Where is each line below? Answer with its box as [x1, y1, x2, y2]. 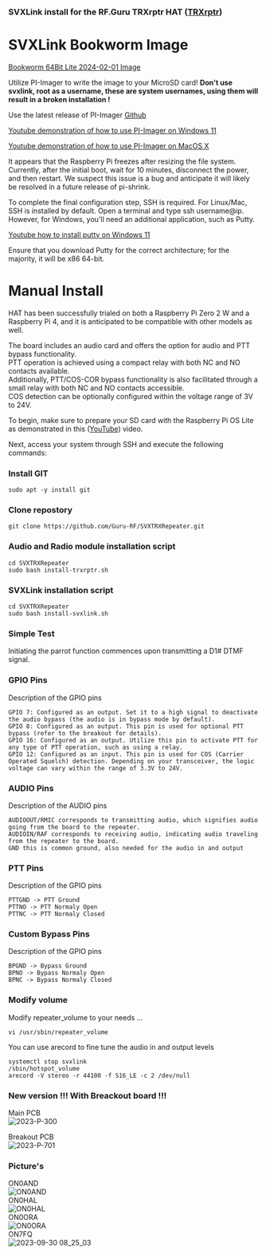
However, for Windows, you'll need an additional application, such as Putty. [8, 214, 256, 224]
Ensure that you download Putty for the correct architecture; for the [8, 245, 229, 255]
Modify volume [8, 995, 68, 1006]
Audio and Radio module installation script [8, 541, 176, 552]
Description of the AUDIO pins [8, 801, 108, 810]
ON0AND [8, 1178, 39, 1188]
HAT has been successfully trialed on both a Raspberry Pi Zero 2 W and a [8, 308, 250, 318]
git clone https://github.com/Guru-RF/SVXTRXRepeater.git [8, 522, 205, 531]
